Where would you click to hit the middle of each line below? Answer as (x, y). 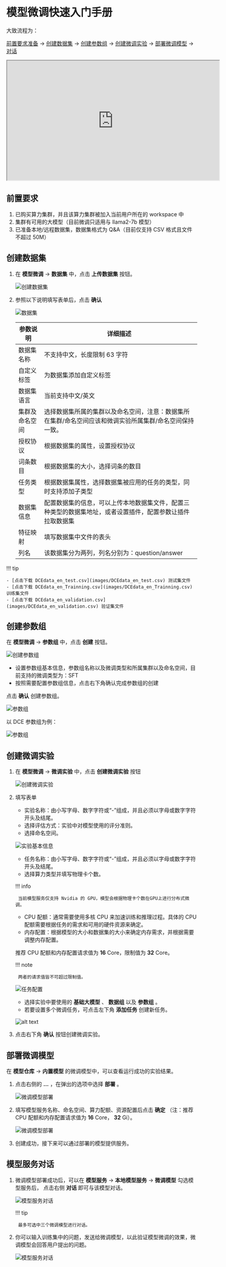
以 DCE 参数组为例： (32, 722)
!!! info (23, 886)
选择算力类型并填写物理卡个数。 (64, 874)
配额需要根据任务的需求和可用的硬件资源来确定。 (85, 925)
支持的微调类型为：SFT (49, 676)
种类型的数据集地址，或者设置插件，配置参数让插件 (117, 512)
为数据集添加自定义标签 (77, 375)
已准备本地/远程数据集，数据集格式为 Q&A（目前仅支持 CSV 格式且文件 (104, 229)
